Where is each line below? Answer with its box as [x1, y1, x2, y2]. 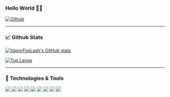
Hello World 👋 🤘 [5, 5, 43, 12]
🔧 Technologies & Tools [5, 75, 64, 82]
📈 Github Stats [5, 34, 43, 41]
